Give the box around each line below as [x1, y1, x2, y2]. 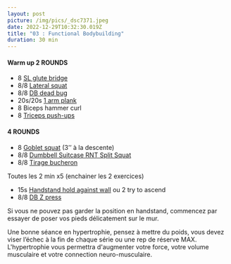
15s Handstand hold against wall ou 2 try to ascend [17, 185, 166, 194]
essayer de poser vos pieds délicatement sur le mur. [7, 214, 159, 222]
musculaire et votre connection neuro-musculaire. [7, 250, 153, 258]
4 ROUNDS [7, 127, 40, 136]
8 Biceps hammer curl [17, 103, 82, 113]
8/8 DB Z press [17, 193, 62, 201]
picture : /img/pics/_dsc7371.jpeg [7, 17, 109, 24]
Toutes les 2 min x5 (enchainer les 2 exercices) [7, 172, 144, 180]
